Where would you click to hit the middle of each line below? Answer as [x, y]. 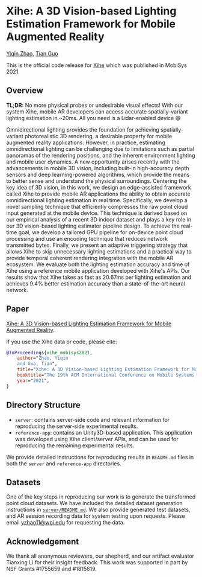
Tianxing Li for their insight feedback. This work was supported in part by [97, 563]
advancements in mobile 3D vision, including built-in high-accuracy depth [98, 168]
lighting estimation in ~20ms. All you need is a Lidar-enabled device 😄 [94, 118]
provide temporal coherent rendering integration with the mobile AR [90, 258]
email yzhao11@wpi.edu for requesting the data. [66, 523]
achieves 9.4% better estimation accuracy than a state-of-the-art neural [96, 283]
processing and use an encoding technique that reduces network [87, 238]
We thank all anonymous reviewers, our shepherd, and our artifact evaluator [100, 556]
